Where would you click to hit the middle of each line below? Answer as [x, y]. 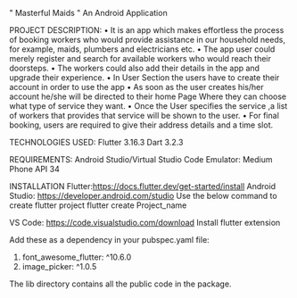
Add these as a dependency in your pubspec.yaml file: [109, 240]
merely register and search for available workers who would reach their [140, 58]
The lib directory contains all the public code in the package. [120, 284]
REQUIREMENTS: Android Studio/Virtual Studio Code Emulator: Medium [141, 159]
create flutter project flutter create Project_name [98, 205]
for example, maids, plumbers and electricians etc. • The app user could [142, 49]
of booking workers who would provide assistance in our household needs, [147, 40]
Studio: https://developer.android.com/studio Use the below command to [144, 196]
